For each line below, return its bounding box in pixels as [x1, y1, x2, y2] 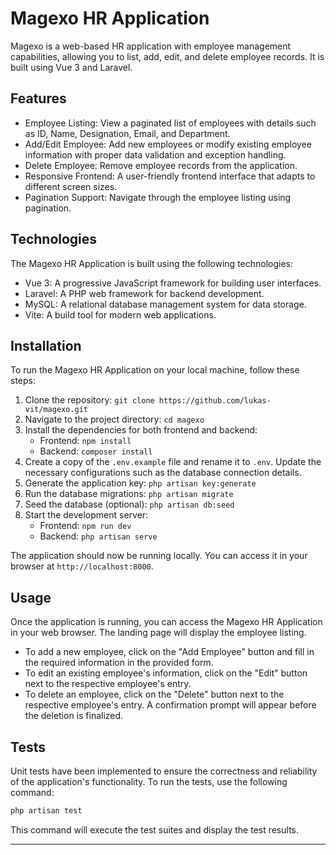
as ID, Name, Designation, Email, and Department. [24, 127, 231, 139]
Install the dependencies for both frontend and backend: [24, 424, 258, 436]
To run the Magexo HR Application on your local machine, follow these [10, 364, 300, 376]
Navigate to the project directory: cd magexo [24, 413, 205, 426]
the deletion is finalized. [24, 710, 124, 722]
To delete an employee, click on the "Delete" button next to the [24, 688, 285, 701]
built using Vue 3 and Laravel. [10, 61, 133, 73]
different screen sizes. [24, 180, 118, 192]
